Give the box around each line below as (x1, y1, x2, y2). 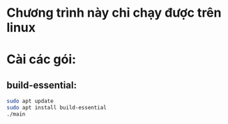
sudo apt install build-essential (6, 104, 107, 111)
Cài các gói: (6, 52, 77, 68)
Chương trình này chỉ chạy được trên (6, 5, 222, 21)
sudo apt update (6, 98, 54, 105)
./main (6, 110, 26, 118)
